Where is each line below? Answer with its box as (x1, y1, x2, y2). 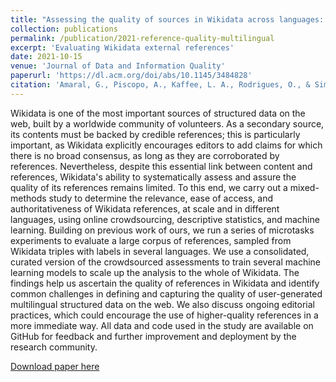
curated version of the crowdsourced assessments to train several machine (10, 256, 321, 268)
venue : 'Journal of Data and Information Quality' (10, 61, 226, 71)
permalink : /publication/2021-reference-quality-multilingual (10, 33, 275, 43)
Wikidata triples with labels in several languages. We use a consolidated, (10, 245, 310, 257)
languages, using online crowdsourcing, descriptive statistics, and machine (10, 213, 320, 225)
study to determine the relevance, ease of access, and (48, 192, 274, 204)
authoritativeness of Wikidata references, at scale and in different (10, 202, 280, 215)
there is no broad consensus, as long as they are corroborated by (10, 149, 280, 161)
